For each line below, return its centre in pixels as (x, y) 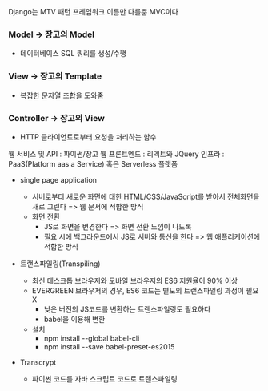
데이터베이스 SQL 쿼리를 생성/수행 (73, 54)
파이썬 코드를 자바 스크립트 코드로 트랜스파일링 (104, 378)
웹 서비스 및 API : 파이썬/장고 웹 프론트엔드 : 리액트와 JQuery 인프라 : (116, 154)
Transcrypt (38, 362)
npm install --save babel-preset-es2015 (109, 346)
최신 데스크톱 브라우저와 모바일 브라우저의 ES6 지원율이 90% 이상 (135, 280)
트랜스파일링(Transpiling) (60, 264)
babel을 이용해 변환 (74, 319)
